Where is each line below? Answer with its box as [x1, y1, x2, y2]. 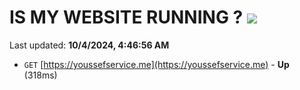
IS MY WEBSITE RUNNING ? [9, 6, 244, 29]
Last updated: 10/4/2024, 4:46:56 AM [9, 39, 170, 51]
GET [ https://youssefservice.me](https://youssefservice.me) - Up [23, 58, 290, 70]
